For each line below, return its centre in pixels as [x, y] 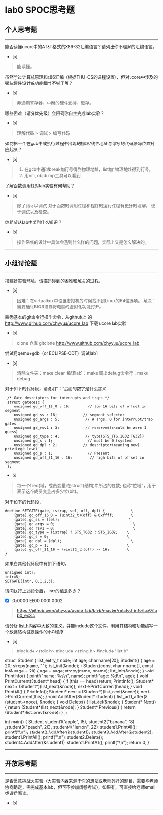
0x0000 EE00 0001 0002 [37, 600]
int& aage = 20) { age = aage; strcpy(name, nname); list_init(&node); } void [79, 671]
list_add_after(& [132, 696]
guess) [12, 432]
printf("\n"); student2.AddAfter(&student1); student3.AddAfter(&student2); [79, 732]
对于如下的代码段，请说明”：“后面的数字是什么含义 [56, 388]
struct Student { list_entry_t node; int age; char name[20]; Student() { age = [80, 660]
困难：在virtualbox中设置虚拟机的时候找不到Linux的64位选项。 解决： [87, 300]
